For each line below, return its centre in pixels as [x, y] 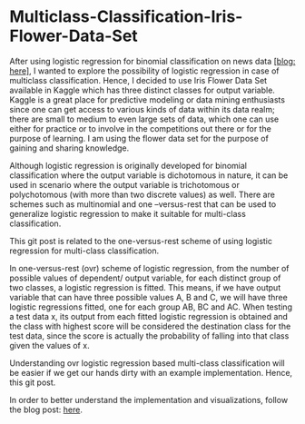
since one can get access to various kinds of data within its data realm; [142, 109]
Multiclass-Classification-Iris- [126, 17]
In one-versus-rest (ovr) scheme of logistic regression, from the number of [149, 268]
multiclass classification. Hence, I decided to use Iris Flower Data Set [138, 80]
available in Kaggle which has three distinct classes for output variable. [142, 90]
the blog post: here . [46, 409]
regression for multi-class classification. [84, 251]
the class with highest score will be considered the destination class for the [150, 326]
